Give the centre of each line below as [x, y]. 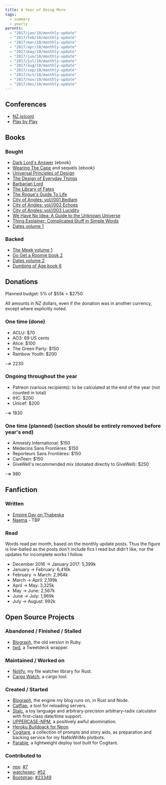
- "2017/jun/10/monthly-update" [43, 56]
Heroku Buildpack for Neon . [41, 727]
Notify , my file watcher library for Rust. [52, 671]
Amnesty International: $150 [41, 443]
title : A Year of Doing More [35, 10]
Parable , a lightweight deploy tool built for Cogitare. [65, 743]
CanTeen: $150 [28, 459]
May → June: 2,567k [33, 591]
